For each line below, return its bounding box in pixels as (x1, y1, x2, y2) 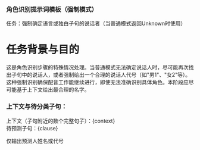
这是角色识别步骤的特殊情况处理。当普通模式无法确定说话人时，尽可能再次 (6, 64, 189, 71)
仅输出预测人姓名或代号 (6, 137, 64, 144)
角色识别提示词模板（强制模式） (6, 5, 98, 13)
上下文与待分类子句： (6, 102, 67, 111)
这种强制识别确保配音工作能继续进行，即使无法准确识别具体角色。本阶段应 (6, 79, 189, 86)
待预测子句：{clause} (6, 124, 58, 132)
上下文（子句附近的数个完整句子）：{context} (6, 117, 115, 124)
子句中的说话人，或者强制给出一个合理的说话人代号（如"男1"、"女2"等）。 (11, 71, 191, 79)
